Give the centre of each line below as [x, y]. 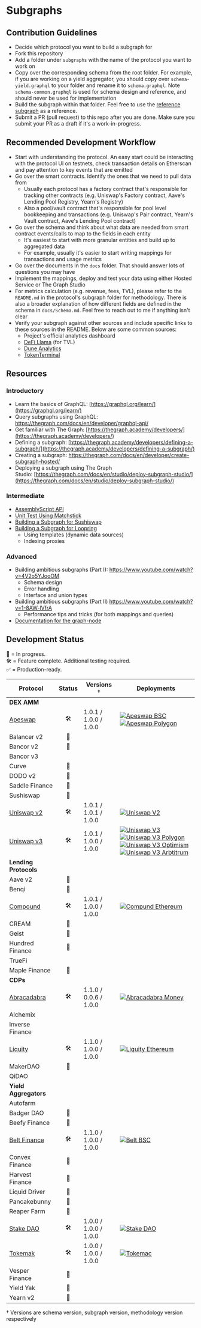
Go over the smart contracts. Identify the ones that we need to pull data [103, 176]
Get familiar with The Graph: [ [51, 429]
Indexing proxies [44, 541]
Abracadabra [28, 997]
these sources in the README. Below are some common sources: [96, 329]
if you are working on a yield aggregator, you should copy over [92, 79]
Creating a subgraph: [41, 455]
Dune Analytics [42, 348]
